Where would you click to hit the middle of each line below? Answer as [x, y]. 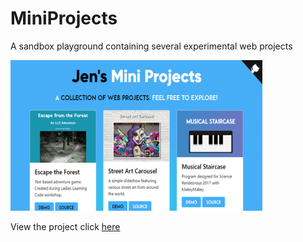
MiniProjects [64, 18]
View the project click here [65, 226]
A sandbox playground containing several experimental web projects [151, 46]
